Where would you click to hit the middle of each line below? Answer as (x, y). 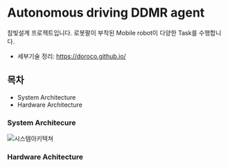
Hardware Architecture (50, 105)
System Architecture (46, 97)
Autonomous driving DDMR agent (106, 13)
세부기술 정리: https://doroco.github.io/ (71, 56)
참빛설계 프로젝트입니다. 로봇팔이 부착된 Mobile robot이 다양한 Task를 (102, 33)
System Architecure (42, 123)
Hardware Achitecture (45, 157)
